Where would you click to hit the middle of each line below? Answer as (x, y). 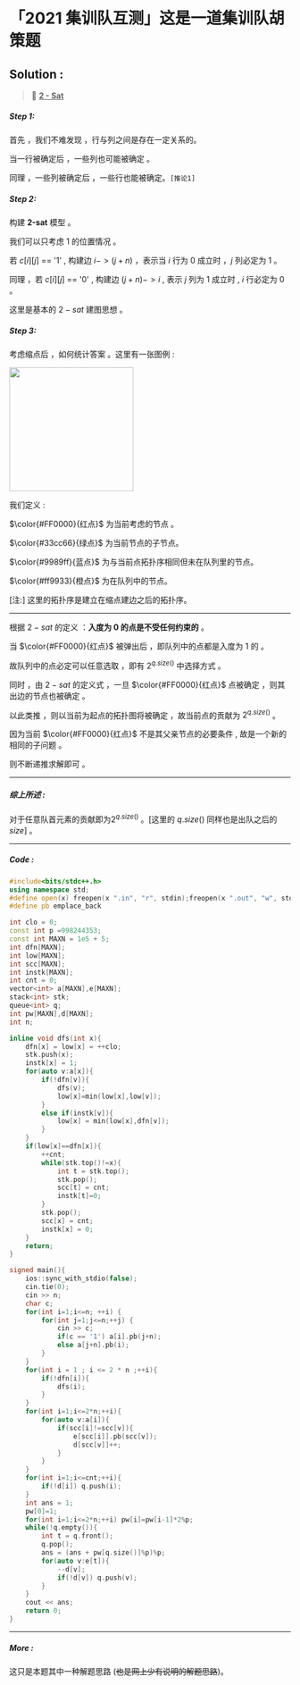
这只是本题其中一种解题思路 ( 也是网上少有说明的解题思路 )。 (119, 1671)
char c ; (39, 1304)
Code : (22, 859)
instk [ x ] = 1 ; (51, 1063)
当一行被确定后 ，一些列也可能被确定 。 (82, 158)
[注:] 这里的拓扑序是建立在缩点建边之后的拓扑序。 (100, 599)
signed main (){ (37, 1270)
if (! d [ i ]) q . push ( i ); (82, 1487)
